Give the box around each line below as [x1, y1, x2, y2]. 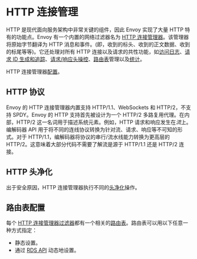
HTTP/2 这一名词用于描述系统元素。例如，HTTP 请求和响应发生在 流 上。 [16, 119, 192, 126]
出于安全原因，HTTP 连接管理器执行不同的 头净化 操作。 [6, 183, 140, 191]
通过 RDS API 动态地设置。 [14, 247, 80, 254]
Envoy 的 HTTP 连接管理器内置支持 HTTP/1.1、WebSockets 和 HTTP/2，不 [6, 104, 186, 111]
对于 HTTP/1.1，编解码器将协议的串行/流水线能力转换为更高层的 [16, 133, 170, 140]
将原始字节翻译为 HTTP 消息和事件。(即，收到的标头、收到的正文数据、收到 [6, 41, 191, 48]
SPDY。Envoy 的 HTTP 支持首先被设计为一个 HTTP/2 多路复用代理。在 [12, 111, 185, 118]
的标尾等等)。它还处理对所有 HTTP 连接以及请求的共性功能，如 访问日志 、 [6, 48, 185, 55]
